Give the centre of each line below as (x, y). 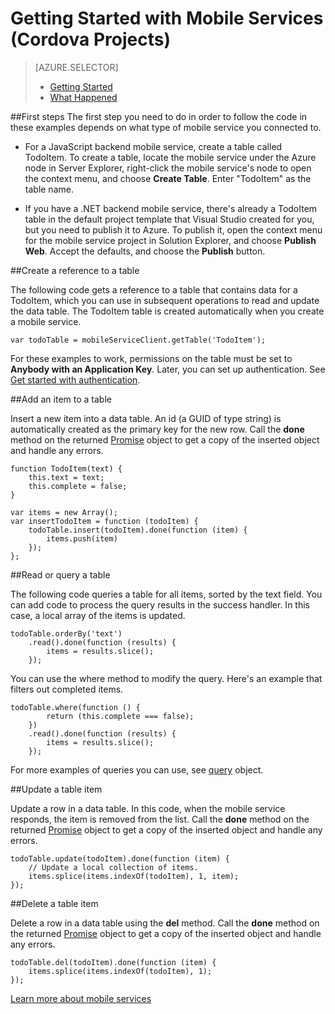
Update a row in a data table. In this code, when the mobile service (148, 808)
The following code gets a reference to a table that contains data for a (154, 289)
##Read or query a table (60, 574)
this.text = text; (66, 477)
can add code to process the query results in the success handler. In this (160, 604)
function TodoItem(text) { (66, 468)
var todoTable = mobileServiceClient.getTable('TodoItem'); (138, 340)
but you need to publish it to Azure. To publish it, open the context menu (173, 229)
